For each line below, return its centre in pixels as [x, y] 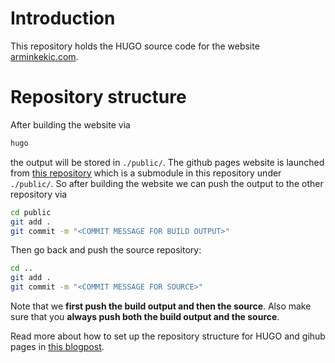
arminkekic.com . [44, 56]
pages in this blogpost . [57, 346]
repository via [39, 194]
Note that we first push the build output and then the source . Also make [161, 306]
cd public [31, 212]
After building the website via [70, 124]
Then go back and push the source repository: [106, 250]
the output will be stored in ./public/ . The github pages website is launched [167, 162]
